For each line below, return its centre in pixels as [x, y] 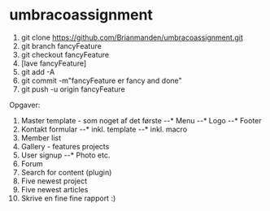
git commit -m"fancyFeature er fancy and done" [101, 80]
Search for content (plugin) [66, 172]
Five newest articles [54, 189]
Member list [41, 138]
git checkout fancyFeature [65, 54]
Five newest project [54, 181]
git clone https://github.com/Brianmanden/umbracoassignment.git [132, 37]
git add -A [38, 71]
